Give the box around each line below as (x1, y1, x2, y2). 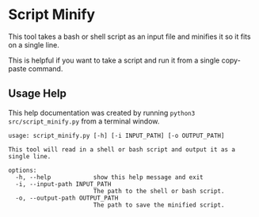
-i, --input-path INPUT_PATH (15, 180, 112, 188)
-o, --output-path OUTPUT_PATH (15, 194, 119, 202)
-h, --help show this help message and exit (15, 173, 204, 181)
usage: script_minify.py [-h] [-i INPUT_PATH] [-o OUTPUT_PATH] (8, 131, 225, 139)
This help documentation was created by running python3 (8, 108, 196, 117)
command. (28, 63, 63, 73)
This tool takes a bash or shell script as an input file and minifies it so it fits (8, 32, 251, 41)
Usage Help (8, 87, 67, 101)
